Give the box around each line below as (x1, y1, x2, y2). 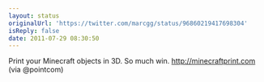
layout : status (8, 11, 60, 20)
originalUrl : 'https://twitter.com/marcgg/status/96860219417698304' (8, 19, 249, 27)
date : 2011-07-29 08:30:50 (8, 34, 100, 43)
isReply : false (8, 27, 60, 35)
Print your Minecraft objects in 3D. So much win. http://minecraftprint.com (8, 56, 256, 66)
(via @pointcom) (8, 65, 64, 75)
